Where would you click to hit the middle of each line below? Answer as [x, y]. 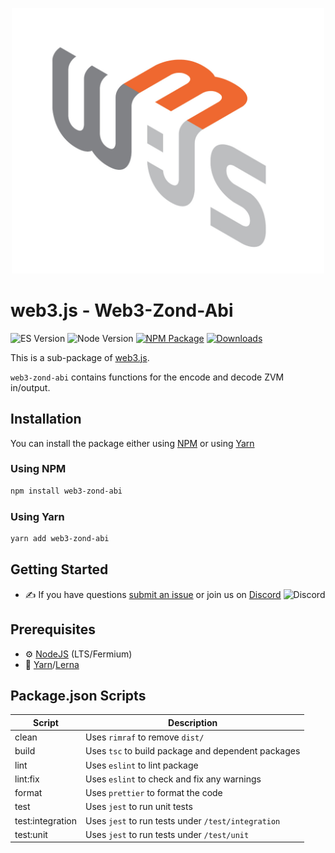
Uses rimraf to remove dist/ [144, 737]
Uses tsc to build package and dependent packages [192, 751]
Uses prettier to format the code [153, 793]
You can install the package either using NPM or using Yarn [132, 443]
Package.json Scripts [78, 695]
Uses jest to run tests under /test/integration [182, 820]
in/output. [30, 387]
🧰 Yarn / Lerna [52, 664]
